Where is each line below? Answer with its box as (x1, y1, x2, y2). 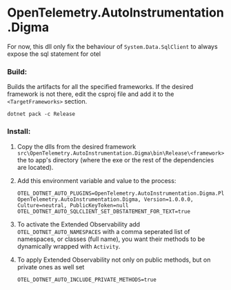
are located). (17, 163, 54, 171)
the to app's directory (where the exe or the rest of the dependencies (17, 155, 214, 164)
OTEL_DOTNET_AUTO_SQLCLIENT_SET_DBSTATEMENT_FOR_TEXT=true (17, 208, 191, 215)
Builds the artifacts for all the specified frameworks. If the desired (7, 83, 194, 91)
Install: (7, 126, 31, 136)
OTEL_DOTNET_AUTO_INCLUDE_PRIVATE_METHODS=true (17, 276, 157, 283)
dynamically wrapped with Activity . (17, 242, 121, 250)
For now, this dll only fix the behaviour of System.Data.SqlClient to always (7, 42, 219, 50)
